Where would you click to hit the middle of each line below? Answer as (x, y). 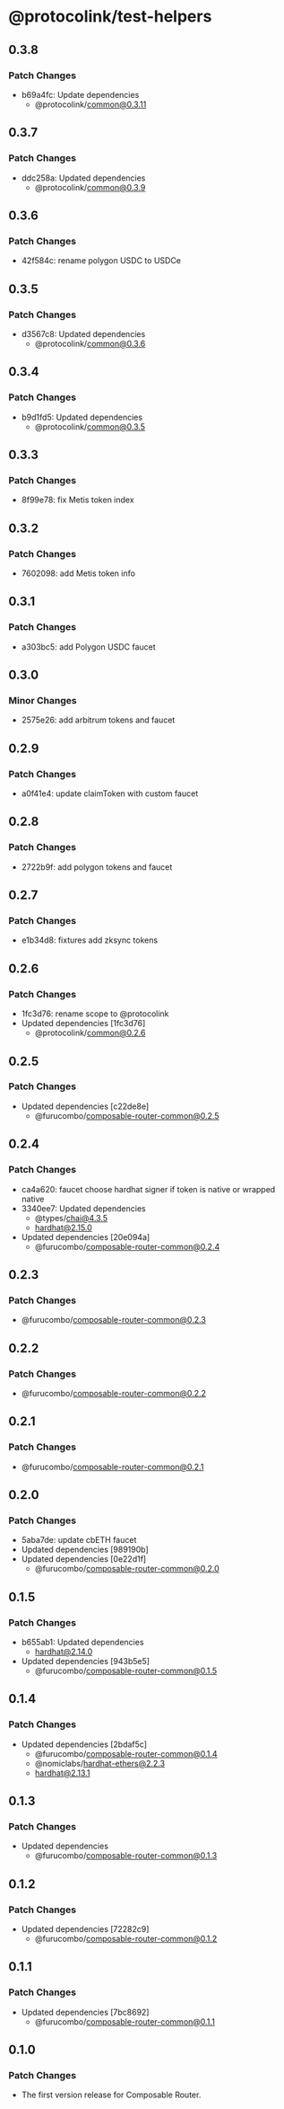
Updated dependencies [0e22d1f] (84, 1559)
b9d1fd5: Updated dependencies (82, 417)
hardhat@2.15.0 (64, 1227)
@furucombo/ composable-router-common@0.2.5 (127, 1115)
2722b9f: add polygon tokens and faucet (97, 867)
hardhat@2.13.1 (62, 1773)
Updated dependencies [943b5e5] (85, 1661)
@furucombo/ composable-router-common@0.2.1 (112, 1467)
